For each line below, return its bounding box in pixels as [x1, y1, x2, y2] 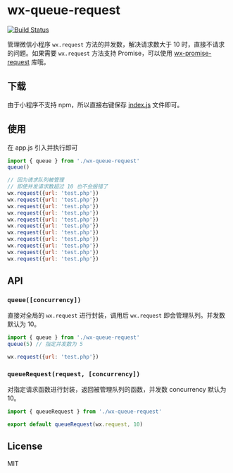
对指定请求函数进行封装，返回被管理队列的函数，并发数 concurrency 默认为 [7, 385, 227, 394]
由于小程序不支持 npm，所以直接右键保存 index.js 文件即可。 [7, 100, 184, 109]
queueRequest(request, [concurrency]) [7, 370, 141, 378]
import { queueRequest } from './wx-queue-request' [7, 408, 162, 415]
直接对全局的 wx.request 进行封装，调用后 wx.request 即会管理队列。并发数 [7, 311, 225, 320]
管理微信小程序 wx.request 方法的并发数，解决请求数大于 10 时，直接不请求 [7, 40, 225, 48]
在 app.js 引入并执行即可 [7, 143, 78, 152]
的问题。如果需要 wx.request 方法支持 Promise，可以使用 [7, 49, 172, 57]
